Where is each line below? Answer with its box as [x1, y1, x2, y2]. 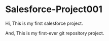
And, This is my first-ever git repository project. [5, 30, 104, 36]
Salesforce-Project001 [5, 4, 103, 15]
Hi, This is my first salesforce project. [5, 20, 83, 26]
